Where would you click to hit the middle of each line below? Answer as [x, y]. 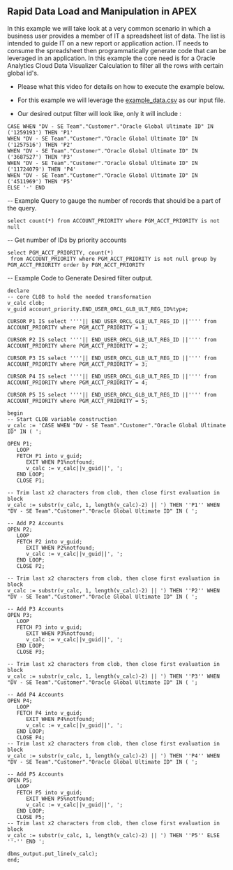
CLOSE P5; [31, 817]
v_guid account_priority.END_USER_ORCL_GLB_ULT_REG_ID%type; [98, 309]
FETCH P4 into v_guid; [49, 713]
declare [18, 291]
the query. [22, 208]
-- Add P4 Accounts [36, 694]
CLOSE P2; [31, 566]
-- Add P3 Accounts [36, 609]
